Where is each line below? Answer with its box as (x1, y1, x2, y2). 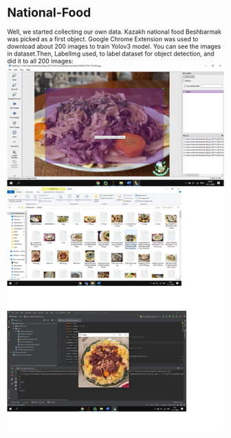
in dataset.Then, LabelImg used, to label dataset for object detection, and (7, 50, 214, 58)
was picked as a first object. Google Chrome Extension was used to (7, 34, 199, 43)
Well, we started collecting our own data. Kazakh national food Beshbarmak (7, 28, 222, 36)
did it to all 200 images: (7, 56, 74, 65)
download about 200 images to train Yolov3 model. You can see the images (7, 42, 221, 50)
